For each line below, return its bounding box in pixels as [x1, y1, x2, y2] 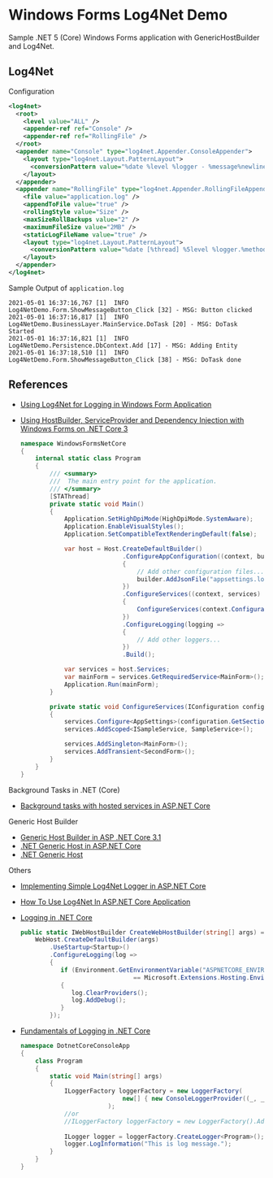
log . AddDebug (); [71, 996, 127, 1005]
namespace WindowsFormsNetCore [19, 439, 127, 448]
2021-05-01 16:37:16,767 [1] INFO [8, 298, 129, 306]
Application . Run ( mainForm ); [63, 680, 159, 689]
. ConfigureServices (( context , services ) [122, 590, 262, 598]
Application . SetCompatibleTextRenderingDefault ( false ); [63, 530, 258, 538]
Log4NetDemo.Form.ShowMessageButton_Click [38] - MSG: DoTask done [8, 355, 242, 363]
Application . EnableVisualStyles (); [63, 523, 184, 531]
